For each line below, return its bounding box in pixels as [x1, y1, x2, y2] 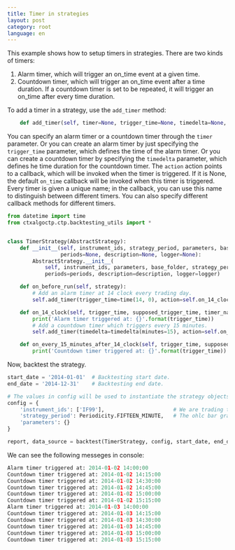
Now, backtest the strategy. [7, 360, 87, 369]
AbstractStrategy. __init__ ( [32, 257, 114, 265]
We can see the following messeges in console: [7, 451, 145, 459]
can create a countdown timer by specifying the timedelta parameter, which [7, 155, 227, 163]
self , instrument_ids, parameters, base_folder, [44, 264, 190, 271]
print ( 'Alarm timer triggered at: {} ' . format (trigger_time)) [32, 315, 215, 322]
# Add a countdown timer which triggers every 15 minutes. [32, 322, 208, 329]
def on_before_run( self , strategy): [20, 283, 127, 291]
